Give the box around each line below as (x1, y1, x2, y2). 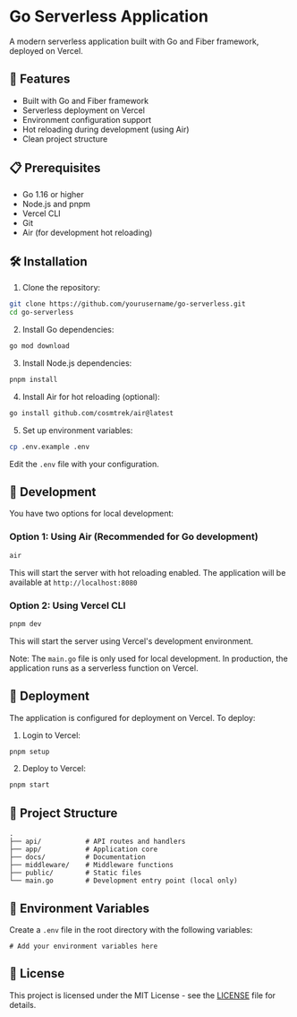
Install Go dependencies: (21, 325, 115, 335)
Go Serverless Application (9, 6, 208, 27)
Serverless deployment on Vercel (21, 105, 146, 116)
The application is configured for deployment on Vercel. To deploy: (9, 712, 256, 723)
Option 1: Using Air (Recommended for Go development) (9, 531, 259, 543)
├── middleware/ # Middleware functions (9, 861, 174, 870)
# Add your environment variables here (9, 942, 158, 951)
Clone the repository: (21, 282, 101, 293)
